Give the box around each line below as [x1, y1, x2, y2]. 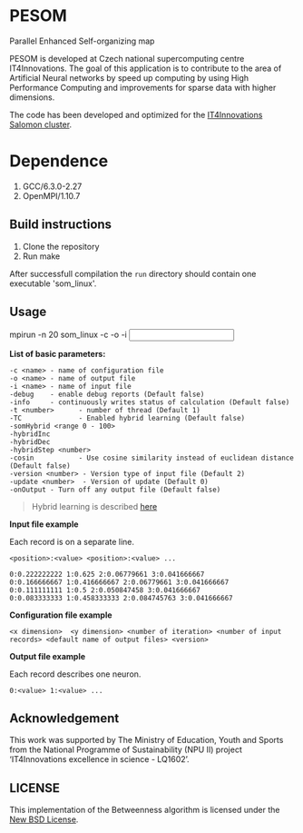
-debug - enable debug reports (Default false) [9, 390, 205, 399]
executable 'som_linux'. [9, 278, 97, 289]
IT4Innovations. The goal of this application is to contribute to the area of [9, 63, 282, 74]
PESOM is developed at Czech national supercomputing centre [9, 53, 245, 64]
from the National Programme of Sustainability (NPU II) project [9, 744, 242, 755]
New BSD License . [9, 814, 79, 825]
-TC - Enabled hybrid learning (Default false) [9, 413, 246, 422]
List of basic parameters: [9, 348, 106, 359]
